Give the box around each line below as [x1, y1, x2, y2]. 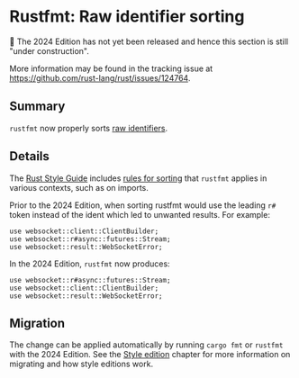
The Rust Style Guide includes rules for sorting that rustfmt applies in [9, 173, 267, 184]
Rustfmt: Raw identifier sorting [9, 6, 245, 27]
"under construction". [9, 45, 90, 56]
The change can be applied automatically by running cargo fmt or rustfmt [9, 339, 284, 350]
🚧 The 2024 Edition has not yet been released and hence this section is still [9, 36, 289, 47]
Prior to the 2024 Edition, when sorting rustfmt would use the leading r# [9, 200, 276, 211]
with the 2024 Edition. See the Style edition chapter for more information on [9, 349, 291, 360]
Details [9, 148, 50, 164]
